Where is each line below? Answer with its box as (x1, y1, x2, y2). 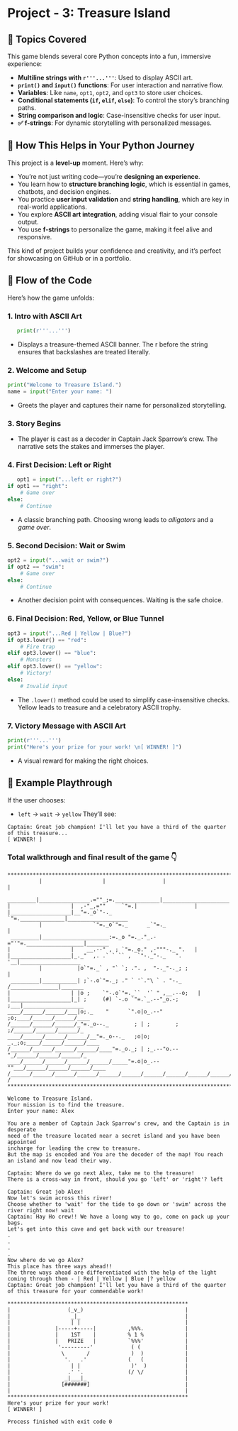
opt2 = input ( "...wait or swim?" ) (7, 557, 110, 564)
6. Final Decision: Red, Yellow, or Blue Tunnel (7, 614, 164, 624)
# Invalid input (20, 682, 69, 690)
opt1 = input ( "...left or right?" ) (16, 476, 122, 484)
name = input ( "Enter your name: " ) (7, 388, 113, 395)
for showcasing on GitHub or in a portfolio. (7, 254, 132, 262)
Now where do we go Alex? (7, 1256, 84, 1263)
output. (17, 217, 39, 226)
